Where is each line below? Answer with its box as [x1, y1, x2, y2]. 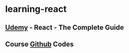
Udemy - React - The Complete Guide [5, 23, 124, 32]
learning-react [5, 3, 67, 15]
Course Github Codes [5, 40, 74, 48]
